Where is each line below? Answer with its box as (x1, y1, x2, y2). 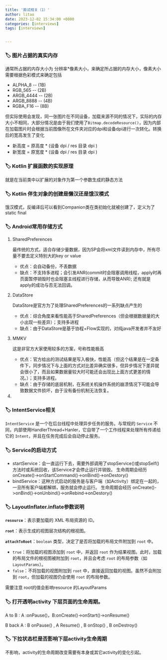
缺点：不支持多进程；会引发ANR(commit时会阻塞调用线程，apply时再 (19, 270, 162, 276)
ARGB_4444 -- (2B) (12, 93, 53, 99)
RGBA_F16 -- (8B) (12, 103, 49, 109)
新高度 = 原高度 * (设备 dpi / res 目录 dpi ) (12, 143, 98, 149)
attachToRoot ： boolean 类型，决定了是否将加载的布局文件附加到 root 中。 (5, 538, 156, 544)
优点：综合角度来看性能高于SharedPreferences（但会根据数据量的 (19, 313, 156, 319)
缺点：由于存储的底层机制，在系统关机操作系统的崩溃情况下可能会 (19, 381, 155, 387)
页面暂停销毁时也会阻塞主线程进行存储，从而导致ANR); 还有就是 (19, 276, 151, 282)
